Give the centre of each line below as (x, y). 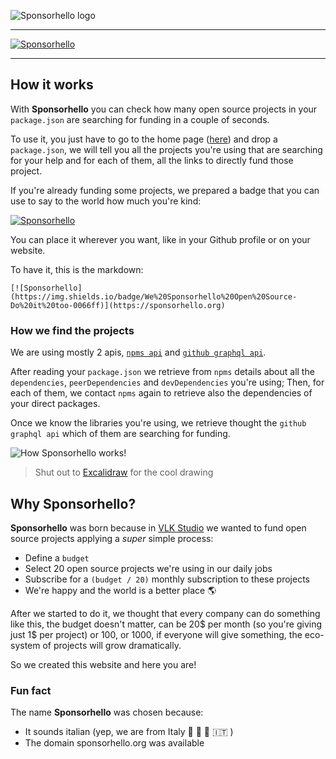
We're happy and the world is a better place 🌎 (120, 590)
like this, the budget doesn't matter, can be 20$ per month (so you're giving (166, 624)
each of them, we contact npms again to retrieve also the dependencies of (161, 393)
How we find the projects (72, 330)
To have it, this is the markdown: (77, 269)
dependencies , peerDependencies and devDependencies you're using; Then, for (167, 382)
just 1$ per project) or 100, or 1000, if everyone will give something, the (156, 634)
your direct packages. (55, 404)
